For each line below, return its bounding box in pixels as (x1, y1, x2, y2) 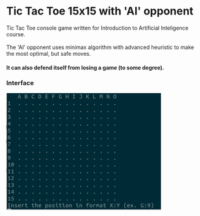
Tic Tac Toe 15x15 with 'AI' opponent (6, 4, 194, 18)
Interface (6, 79, 35, 87)
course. (6, 30, 25, 38)
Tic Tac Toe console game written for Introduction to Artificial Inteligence (6, 24, 189, 31)
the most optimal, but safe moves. (6, 50, 92, 57)
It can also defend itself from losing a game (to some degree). (6, 64, 165, 71)
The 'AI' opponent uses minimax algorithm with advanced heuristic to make (6, 44, 195, 51)
